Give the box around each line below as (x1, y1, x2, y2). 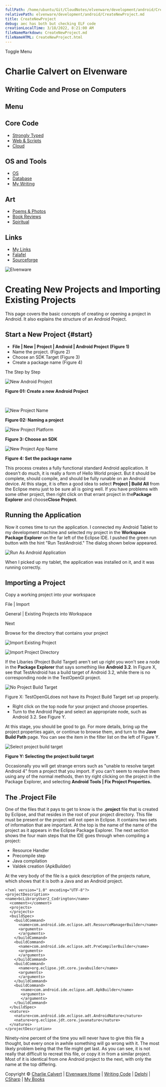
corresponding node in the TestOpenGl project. (5, 675, 101, 681)
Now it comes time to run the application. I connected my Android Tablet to (5, 524, 158, 530)
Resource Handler (12, 848, 49, 854)
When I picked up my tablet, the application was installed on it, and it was (5, 559, 155, 565)
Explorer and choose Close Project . (5, 496, 78, 502)
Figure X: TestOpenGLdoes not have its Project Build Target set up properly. (5, 694, 160, 700)
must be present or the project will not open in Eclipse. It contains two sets (5, 817, 157, 823)
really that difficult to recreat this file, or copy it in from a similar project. (5, 1051, 151, 1057)
